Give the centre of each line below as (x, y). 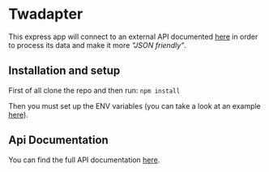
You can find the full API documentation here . (84, 160)
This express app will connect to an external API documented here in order (133, 37)
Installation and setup (64, 71)
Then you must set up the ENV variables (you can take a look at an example (134, 105)
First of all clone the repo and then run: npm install (94, 90)
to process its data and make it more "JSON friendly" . (97, 45)
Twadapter (46, 14)
